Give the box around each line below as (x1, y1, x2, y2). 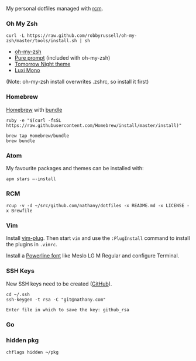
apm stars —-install (6, 176, 57, 182)
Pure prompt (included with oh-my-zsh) (14, 54, 111, 61)
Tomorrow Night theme (14, 61, 71, 68)
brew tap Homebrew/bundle (6, 133, 69, 139)
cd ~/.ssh (6, 291, 30, 297)
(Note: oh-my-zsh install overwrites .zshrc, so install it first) (6, 78, 149, 85)
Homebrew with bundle (6, 106, 63, 113)
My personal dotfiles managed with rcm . (6, 5, 104, 12)
